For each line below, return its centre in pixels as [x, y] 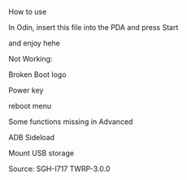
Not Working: [30, 59]
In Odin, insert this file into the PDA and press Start [93, 27]
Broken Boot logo [37, 75]
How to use [28, 12]
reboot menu [30, 106]
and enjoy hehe [35, 43]
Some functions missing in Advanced [71, 122]
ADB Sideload [32, 137]
